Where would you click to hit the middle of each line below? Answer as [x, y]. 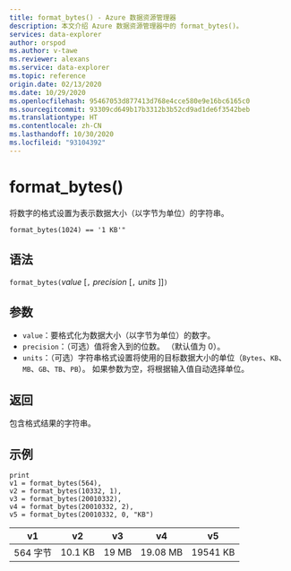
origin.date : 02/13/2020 [56, 84]
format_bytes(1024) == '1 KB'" [68, 229]
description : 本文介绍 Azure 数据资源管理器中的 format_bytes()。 [126, 26]
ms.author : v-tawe [43, 51]
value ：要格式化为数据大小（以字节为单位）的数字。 [119, 335]
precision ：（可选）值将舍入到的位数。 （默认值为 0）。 [124, 347]
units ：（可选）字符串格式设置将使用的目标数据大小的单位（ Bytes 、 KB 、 [154, 358]
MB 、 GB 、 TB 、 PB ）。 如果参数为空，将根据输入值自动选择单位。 [136, 369]
